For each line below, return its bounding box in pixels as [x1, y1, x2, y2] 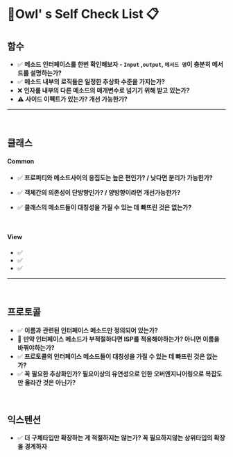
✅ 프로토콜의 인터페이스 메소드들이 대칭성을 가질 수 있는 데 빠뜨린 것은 [17, 352, 205, 360]
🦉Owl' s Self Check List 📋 [7, 6, 159, 22]
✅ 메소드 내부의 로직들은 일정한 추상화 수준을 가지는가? [17, 78, 165, 86]
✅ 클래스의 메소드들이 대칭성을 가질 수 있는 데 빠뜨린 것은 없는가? [17, 203, 192, 211]
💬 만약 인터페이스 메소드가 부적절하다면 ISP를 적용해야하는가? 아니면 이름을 [17, 335, 220, 343]
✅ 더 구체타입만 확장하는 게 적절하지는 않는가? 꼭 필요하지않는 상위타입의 [17, 433, 213, 442]
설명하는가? [30, 69, 62, 77]
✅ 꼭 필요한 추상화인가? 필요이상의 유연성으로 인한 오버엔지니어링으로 [17, 369, 205, 378]
